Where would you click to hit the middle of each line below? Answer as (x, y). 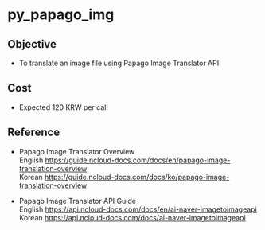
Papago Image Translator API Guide (78, 201)
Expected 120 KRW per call (63, 107)
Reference (34, 133)
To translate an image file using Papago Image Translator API (119, 63)
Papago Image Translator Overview (77, 151)
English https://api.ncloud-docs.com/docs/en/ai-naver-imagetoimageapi (138, 209)
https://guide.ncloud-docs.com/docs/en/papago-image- (138, 160)
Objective (32, 44)
